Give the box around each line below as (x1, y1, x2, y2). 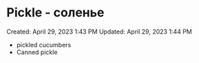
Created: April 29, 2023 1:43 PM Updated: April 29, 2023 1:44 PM (6, 27, 192, 36)
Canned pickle (16, 48, 58, 56)
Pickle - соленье (6, 5, 105, 21)
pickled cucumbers (16, 40, 72, 49)
